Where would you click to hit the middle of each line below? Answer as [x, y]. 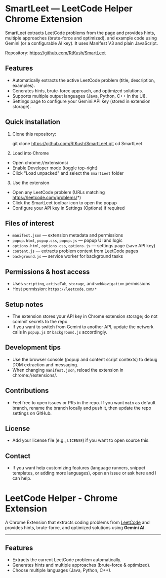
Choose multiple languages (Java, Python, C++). [62, 570]
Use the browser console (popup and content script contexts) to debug [85, 359]
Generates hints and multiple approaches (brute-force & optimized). [81, 565]
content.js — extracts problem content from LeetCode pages [75, 251]
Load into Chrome [31, 153]
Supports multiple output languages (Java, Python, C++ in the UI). [80, 96]
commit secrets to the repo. [41, 322]
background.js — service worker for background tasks [68, 256]
